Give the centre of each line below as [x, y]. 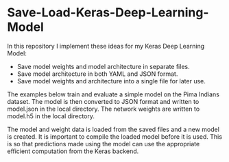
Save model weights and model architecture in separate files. [103, 66]
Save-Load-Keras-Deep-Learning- [108, 13]
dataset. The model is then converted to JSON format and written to [103, 101]
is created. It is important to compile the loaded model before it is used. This [115, 136]
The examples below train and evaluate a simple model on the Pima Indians [113, 94]
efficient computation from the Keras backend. [73, 151]
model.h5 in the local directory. [51, 116]
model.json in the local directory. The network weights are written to [104, 109]
